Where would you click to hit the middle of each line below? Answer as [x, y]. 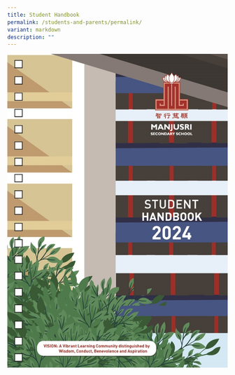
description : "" [31, 37]
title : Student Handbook [43, 15]
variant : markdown [34, 29]
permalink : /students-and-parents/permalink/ [74, 22]
